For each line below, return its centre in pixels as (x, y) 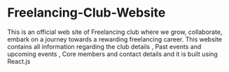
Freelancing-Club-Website (86, 13)
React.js (19, 61)
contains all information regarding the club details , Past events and (104, 46)
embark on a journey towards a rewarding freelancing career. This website (115, 39)
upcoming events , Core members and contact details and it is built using (113, 54)
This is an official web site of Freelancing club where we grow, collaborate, (115, 32)
